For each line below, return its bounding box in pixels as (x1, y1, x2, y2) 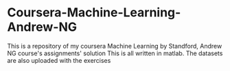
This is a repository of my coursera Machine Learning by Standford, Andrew (7, 42, 222, 50)
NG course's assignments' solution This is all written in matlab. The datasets (7, 49, 223, 57)
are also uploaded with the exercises (7, 56, 111, 64)
